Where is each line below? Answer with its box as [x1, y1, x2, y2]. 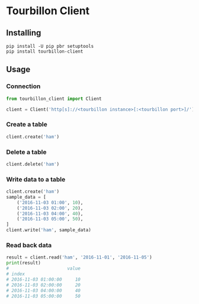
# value [6, 266, 81, 271]
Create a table [6, 120, 47, 128]
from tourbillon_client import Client [6, 96, 102, 102]
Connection [6, 82, 41, 90]
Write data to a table [6, 175, 66, 183]
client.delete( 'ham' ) [6, 161, 60, 167]
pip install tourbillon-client [6, 48, 84, 54]
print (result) [6, 260, 41, 266]
